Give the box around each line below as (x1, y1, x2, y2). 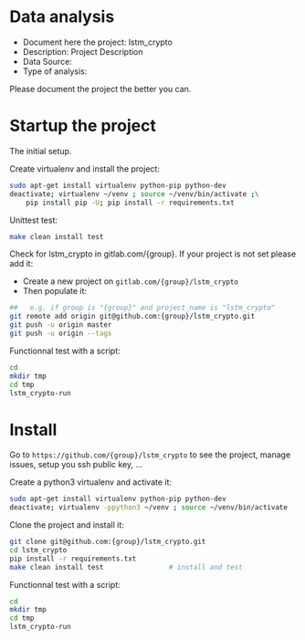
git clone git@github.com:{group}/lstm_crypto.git (9, 537, 206, 547)
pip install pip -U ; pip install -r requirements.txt (26, 198, 235, 207)
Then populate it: (22, 286, 88, 297)
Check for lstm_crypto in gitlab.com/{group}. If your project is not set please (9, 248, 297, 259)
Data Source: (22, 56, 73, 67)
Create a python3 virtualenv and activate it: (9, 477, 172, 488)
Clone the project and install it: (9, 519, 125, 530)
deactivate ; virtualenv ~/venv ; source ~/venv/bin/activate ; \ (9, 189, 259, 198)
